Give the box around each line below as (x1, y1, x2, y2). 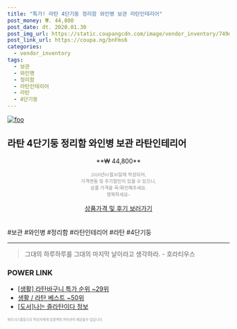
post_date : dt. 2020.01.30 (7, 23, 87, 30)
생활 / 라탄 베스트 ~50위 (17, 294, 85, 302)
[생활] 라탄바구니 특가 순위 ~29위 (17, 284, 109, 294)
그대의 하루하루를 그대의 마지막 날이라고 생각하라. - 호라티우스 (24, 249, 195, 258)
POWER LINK (7, 267, 53, 277)
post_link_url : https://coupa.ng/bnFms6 (7, 37, 128, 44)
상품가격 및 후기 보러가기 (84, 204, 153, 212)
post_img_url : (7, 30, 49, 37)
